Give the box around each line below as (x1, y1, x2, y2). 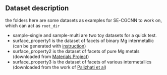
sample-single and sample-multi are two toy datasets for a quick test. (12, 32, 157, 38)
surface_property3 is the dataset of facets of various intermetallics (12, 58, 152, 64)
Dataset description (5, 4, 69, 12)
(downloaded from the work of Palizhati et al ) (12, 64, 107, 70)
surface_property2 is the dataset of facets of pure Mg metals (12, 48, 140, 54)
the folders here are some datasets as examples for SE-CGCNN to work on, (5, 17, 162, 23)
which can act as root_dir (5, 22, 60, 28)
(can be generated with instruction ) (12, 42, 86, 49)
